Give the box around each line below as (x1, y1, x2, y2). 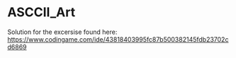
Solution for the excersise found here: (7, 28, 118, 36)
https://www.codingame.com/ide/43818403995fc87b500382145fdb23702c (7, 35, 229, 43)
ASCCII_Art (7, 4, 76, 21)
